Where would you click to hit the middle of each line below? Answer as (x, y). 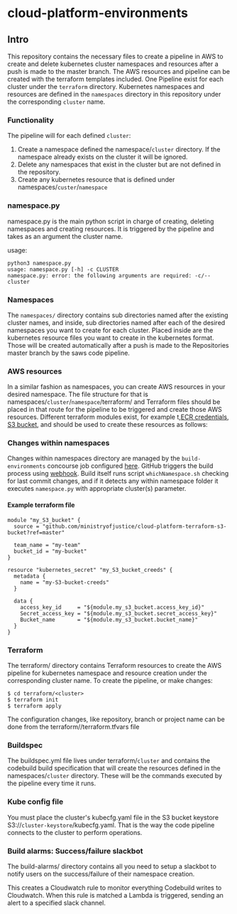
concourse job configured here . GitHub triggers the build (130, 466)
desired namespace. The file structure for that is (78, 394)
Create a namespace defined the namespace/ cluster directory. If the (119, 149)
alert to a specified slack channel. (57, 903)
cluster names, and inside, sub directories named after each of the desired (116, 322)
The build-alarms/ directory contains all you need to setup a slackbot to (112, 866)
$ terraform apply (34, 706)
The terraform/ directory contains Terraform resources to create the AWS (115, 665)
